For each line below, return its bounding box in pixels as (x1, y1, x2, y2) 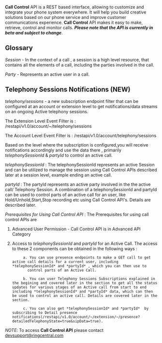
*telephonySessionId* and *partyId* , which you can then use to (12, 263, 147, 268)
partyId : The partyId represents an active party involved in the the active (5, 181, 151, 187)
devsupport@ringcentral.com (5, 332, 64, 338)
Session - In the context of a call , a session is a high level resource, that (5, 57, 149, 63)
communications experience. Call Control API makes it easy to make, (5, 19, 143, 25)
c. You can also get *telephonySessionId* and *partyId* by (23, 306, 149, 311)
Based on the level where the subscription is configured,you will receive (5, 142, 148, 147)
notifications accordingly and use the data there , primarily (5, 147, 122, 153)
